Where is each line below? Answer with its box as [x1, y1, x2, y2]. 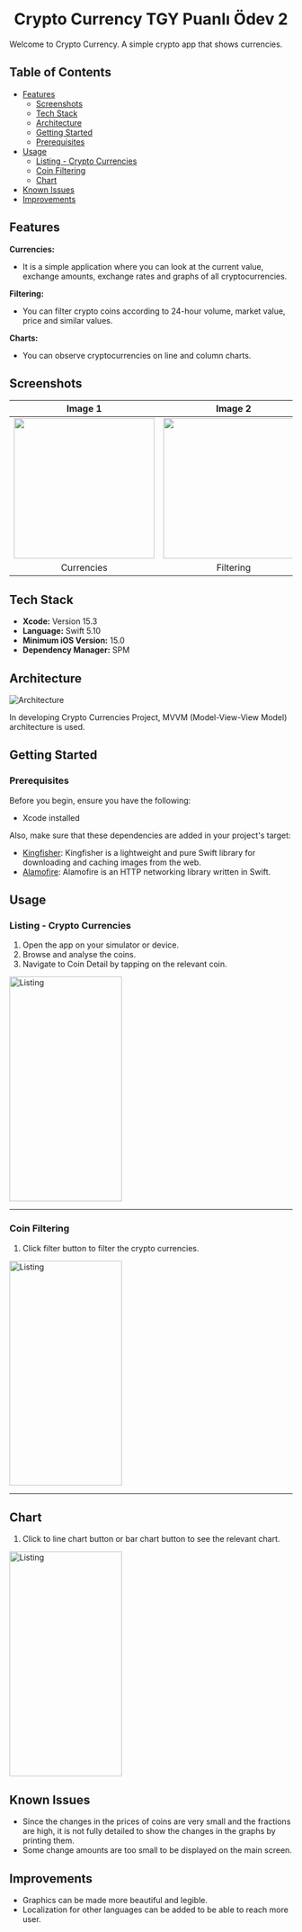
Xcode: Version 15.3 [22, 616, 98, 627]
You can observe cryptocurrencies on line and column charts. [22, 350, 252, 361]
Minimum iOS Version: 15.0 [22, 635, 126, 646]
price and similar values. [22, 315, 113, 325]
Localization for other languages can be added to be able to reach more [22, 1904, 289, 1915]
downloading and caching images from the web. [22, 857, 202, 868]
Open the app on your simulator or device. [22, 939, 180, 950]
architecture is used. [9, 722, 85, 732]
